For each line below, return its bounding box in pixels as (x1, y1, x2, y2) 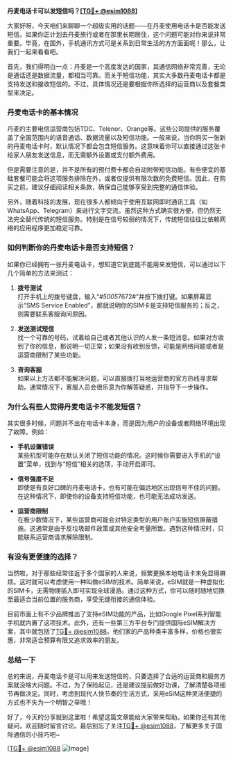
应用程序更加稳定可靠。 (19, 224, 87, 232)
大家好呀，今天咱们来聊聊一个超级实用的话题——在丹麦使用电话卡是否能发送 (7, 22, 226, 30)
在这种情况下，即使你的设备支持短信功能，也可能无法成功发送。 (17, 492, 200, 500)
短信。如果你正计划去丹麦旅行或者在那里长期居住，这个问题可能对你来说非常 (7, 31, 226, 38)
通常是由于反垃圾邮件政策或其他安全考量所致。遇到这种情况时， (35, 524, 218, 532)
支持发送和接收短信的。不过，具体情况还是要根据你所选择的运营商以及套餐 (7, 80, 220, 88)
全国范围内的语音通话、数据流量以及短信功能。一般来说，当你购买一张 (19, 134, 220, 142)
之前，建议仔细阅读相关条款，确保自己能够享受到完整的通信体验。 (12, 183, 202, 191)
